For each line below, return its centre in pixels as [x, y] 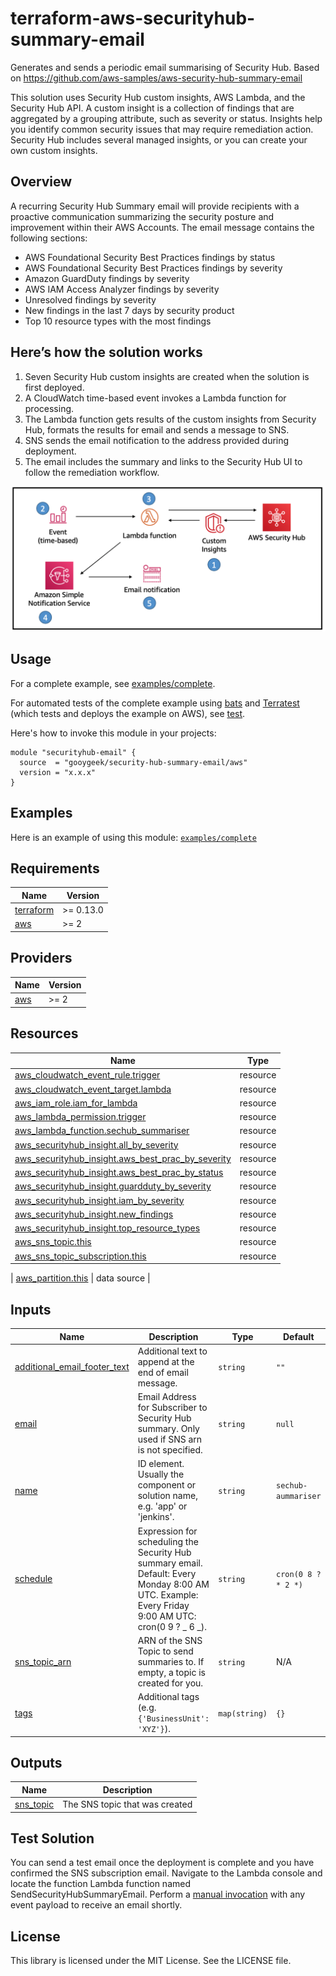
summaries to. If [171, 1661]
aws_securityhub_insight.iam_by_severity [99, 1200]
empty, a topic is [171, 1672]
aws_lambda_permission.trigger [80, 1117]
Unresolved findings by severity [90, 299]
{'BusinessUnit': [173, 1719]
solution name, [167, 1496]
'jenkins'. [156, 1517]
